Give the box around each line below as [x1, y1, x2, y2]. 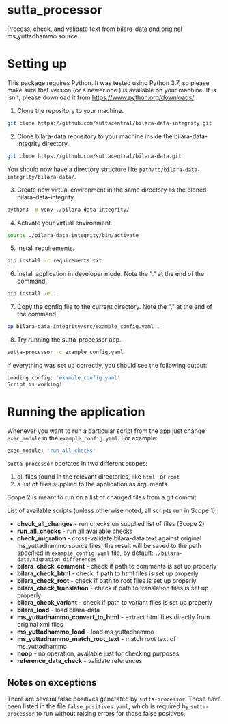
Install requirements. [16, 244, 75, 252]
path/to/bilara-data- [139, 166, 201, 173]
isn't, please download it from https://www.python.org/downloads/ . [7, 93, 196, 101]
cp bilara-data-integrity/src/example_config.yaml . [7, 323, 160, 330]
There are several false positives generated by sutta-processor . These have [7, 695, 222, 703]
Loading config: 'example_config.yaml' [7, 374, 121, 382]
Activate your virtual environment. [16, 219, 113, 227]
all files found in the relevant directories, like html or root [16, 473, 180, 481]
